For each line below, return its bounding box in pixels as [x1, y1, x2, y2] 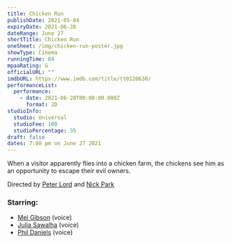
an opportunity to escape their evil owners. [7, 167, 131, 175]
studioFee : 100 [13, 120, 58, 128]
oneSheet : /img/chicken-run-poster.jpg [7, 43, 124, 50]
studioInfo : [7, 108, 42, 115]
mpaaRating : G [7, 62, 49, 69]
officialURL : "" [7, 68, 54, 75]
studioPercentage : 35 [13, 127, 77, 134]
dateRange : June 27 [7, 29, 64, 37]
